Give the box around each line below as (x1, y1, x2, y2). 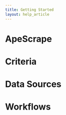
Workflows (5, 101, 51, 113)
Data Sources (5, 79, 62, 90)
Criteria (5, 56, 37, 67)
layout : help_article (5, 12, 50, 17)
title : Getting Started (5, 7, 54, 12)
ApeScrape (5, 33, 52, 45)
